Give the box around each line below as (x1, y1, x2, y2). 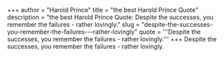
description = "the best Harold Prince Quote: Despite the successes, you (7, 13, 214, 21)
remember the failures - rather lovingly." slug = (7, 21, 140, 28)
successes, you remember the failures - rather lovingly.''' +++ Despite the (7, 35, 217, 43)
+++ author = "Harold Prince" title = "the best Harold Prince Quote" (7, 6, 198, 14)
